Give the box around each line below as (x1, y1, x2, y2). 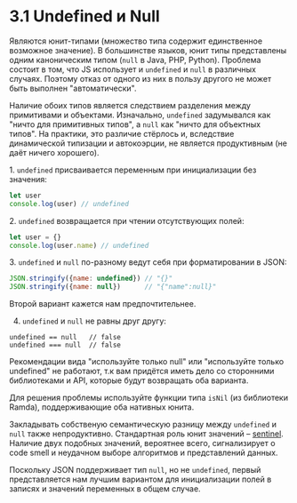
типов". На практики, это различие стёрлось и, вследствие (9, 128, 235, 139)
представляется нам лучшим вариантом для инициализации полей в (9, 474, 272, 485)
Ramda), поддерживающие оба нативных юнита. (9, 402, 195, 412)
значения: (9, 173, 47, 184)
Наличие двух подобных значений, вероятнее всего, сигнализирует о (9, 438, 276, 449)
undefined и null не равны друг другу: (21, 315, 167, 326)
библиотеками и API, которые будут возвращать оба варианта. (9, 375, 249, 386)
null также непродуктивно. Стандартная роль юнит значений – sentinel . (9, 428, 285, 439)
